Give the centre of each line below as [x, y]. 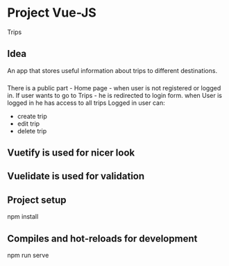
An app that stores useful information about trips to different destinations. [112, 70]
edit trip [28, 124]
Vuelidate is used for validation [76, 176]
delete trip [32, 131]
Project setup [37, 200]
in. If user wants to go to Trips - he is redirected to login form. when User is [114, 95]
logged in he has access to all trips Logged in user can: [86, 103]
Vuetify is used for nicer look [71, 153]
